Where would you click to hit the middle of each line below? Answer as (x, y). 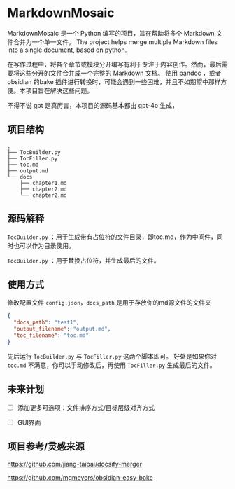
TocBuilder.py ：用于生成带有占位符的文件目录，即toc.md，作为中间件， (112, 237)
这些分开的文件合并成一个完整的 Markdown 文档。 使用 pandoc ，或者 (120, 73)
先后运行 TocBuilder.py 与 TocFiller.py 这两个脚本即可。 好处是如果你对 (112, 356)
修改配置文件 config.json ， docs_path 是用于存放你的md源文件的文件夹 (109, 303)
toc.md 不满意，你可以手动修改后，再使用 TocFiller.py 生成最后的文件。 (112, 365)
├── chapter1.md (44, 183)
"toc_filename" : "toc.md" (51, 336)
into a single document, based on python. (67, 50)
